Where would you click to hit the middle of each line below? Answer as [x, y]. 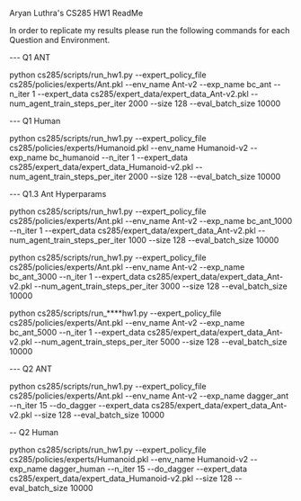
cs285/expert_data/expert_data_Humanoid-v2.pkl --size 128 [121, 479]
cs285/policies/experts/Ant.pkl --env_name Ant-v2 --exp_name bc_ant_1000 [151, 221]
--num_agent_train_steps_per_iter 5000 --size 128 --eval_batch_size [161, 342]
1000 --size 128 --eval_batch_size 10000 [204, 240]
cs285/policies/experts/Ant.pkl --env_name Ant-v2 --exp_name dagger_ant [149, 396]
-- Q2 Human [34, 432]
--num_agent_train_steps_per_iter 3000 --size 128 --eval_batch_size [161, 286]
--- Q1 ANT [30, 57]
